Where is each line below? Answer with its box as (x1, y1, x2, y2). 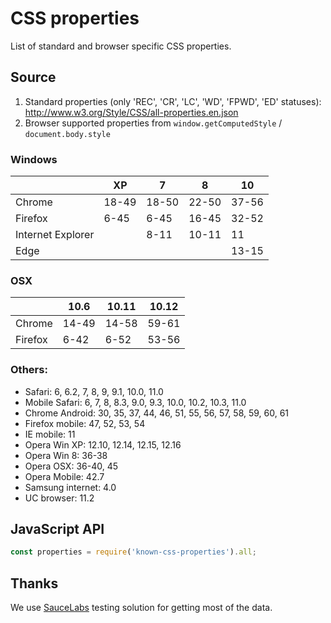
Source (10, 69, 57, 86)
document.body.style (24, 129, 111, 139)
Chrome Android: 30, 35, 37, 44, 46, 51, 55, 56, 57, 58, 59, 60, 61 (24, 407, 290, 419)
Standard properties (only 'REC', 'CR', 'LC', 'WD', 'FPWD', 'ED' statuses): (24, 95, 322, 107)
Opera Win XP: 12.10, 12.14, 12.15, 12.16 (24, 438, 182, 451)
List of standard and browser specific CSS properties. (10, 40, 232, 52)
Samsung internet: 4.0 (24, 481, 117, 493)
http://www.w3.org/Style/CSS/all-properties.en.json (24, 106, 239, 118)
